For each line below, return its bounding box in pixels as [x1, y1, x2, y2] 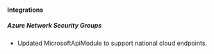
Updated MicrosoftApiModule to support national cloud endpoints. [17, 39, 207, 47]
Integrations [7, 6, 44, 14]
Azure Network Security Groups [7, 21, 102, 30]
